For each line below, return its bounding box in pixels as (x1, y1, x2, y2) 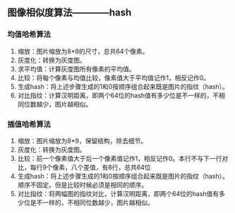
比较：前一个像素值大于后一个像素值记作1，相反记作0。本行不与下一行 (17, 154, 222, 162)
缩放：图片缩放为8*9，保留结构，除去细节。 (17, 136, 147, 145)
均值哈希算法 (7, 30, 52, 39)
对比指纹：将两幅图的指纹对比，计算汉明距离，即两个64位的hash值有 (17, 189, 219, 197)
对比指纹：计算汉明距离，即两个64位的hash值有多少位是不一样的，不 (17, 91, 219, 99)
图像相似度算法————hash (7, 6, 132, 19)
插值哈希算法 (7, 119, 52, 129)
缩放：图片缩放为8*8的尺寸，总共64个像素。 (17, 47, 149, 55)
